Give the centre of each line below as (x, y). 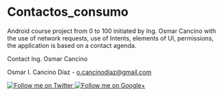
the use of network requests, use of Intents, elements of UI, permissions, (110, 38)
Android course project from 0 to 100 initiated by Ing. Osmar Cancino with (112, 31)
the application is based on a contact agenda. (72, 45)
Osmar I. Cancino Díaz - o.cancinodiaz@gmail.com (79, 72)
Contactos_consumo (68, 12)
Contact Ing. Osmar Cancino (47, 58)
